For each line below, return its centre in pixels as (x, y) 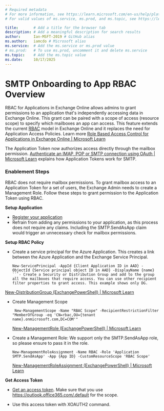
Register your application (37, 217)
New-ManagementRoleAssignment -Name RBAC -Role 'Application (76, 352)
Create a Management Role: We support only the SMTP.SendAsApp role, (85, 338)
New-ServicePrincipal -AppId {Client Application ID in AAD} (76, 266)
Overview (25, 94)
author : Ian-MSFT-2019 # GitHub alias (50, 37)
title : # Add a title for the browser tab (55, 27)
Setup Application (24, 207)
